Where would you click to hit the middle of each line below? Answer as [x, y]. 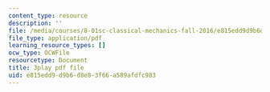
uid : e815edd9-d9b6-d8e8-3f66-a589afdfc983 [82, 75]
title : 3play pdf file [46, 68]
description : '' [35, 23]
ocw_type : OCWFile [39, 53]
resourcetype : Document [48, 61]
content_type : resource [48, 16]
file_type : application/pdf [55, 38]
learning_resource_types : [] [57, 46]
